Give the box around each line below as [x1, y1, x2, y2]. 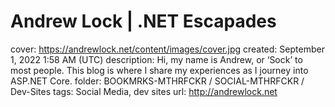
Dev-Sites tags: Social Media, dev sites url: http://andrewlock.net [10, 85, 278, 97]
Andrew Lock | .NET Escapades [10, 10, 277, 33]
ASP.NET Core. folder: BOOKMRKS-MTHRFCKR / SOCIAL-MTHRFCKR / [10, 75, 305, 87]
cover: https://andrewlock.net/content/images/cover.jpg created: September [10, 43, 325, 55]
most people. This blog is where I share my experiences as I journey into [10, 64, 309, 76]
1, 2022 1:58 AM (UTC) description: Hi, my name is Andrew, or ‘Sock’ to [10, 53, 303, 65]
